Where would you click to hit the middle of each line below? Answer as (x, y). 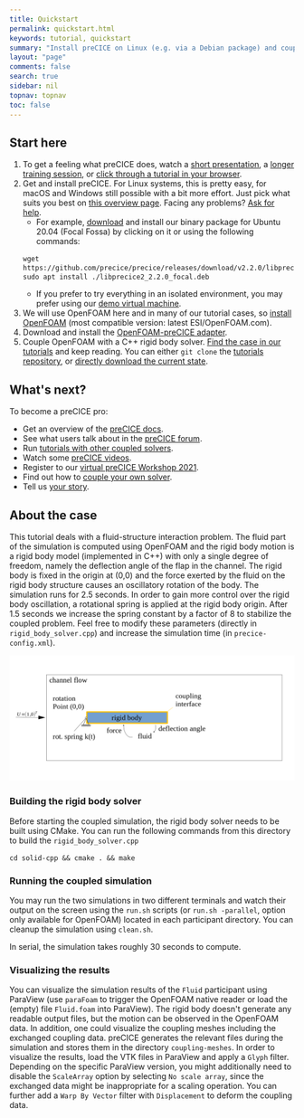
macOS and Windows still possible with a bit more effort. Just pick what (157, 194)
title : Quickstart (44, 19)
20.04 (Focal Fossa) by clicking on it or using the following (145, 232)
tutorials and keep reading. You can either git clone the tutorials (143, 352)
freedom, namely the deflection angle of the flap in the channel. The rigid (146, 565)
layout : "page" (38, 57)
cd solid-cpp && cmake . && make (72, 858)
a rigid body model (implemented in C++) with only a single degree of (139, 555)
